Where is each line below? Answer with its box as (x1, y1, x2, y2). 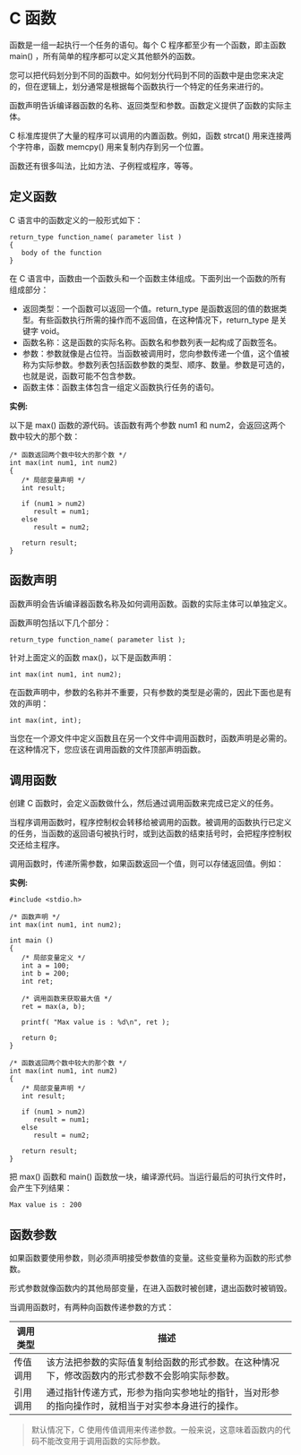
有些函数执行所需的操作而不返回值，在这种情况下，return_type (38, 314, 270, 325)
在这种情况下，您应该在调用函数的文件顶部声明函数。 (9, 744, 206, 754)
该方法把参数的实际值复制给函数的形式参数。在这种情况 (46, 1356, 279, 1369)
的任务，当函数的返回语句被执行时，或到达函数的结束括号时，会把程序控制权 (9, 828, 292, 839)
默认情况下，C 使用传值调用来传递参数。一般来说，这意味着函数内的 (30, 1425, 283, 1435)
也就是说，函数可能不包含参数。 (21, 370, 141, 381)
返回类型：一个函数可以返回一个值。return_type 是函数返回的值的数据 (21, 303, 279, 314)
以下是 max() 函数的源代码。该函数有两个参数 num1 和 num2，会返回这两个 (9, 419, 286, 430)
